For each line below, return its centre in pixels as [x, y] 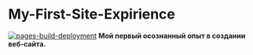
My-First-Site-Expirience [92, 14]
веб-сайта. [27, 43]
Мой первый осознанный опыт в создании [172, 36]
